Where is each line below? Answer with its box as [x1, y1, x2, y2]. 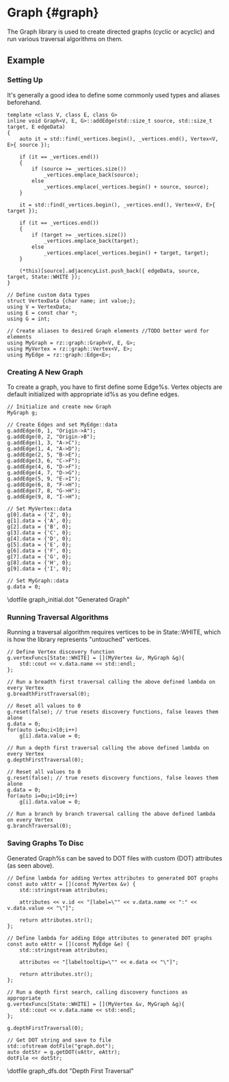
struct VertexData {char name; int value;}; [7, 297, 136, 304]
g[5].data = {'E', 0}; [7, 541, 72, 548]
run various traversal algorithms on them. [7, 34, 123, 43]
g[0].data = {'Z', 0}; [7, 511, 72, 518]
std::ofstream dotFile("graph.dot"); [7, 1042, 115, 1050]
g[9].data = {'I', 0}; [7, 565, 72, 572]
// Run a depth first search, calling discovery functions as [7, 989, 188, 996]
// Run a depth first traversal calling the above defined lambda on [7, 745, 210, 752]
